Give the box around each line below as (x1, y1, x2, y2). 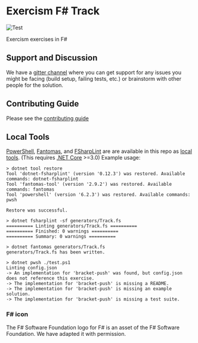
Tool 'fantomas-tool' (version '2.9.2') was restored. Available (6, 181, 172, 188)
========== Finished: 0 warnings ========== (6, 228, 119, 234)
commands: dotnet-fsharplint (6, 176, 79, 182)
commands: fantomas (6, 186, 55, 192)
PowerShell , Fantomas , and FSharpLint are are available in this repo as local (6, 148, 193, 155)
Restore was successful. (6, 207, 68, 213)
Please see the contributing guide (6, 115, 89, 122)
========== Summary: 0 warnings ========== (6, 234, 116, 240)
